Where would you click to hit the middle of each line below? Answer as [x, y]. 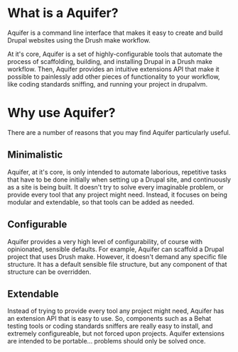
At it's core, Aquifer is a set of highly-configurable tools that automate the [115, 54]
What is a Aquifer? [63, 13]
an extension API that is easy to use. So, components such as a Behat [109, 319]
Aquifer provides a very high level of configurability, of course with [105, 241]
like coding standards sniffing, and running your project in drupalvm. [108, 84]
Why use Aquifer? [61, 113]
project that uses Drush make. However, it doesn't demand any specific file [117, 256]
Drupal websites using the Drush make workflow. [79, 40]
